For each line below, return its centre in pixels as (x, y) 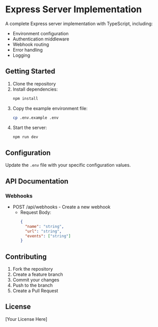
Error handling (28, 50)
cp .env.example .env (35, 118)
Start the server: (30, 127)
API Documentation (37, 181)
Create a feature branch (38, 274)
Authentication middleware (41, 39)
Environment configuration (41, 33)
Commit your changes (36, 280)
